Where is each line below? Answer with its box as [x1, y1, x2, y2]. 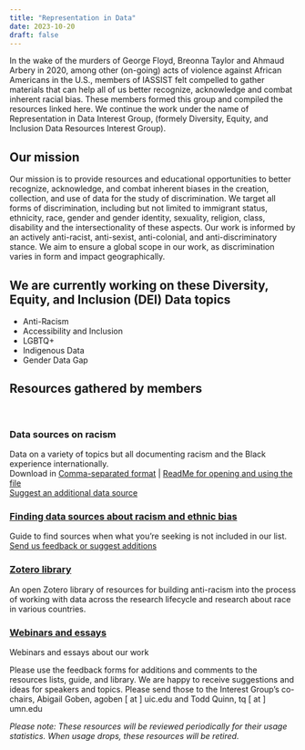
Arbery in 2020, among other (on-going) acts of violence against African [9, 65, 282, 76]
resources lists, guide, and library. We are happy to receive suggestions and [9, 674, 294, 684]
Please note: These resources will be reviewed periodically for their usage [9, 721, 288, 732]
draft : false [9, 30, 59, 39]
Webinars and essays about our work [9, 647, 149, 657]
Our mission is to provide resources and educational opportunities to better [9, 174, 291, 185]
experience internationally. [9, 458, 109, 469]
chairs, [9, 693, 36, 704]
